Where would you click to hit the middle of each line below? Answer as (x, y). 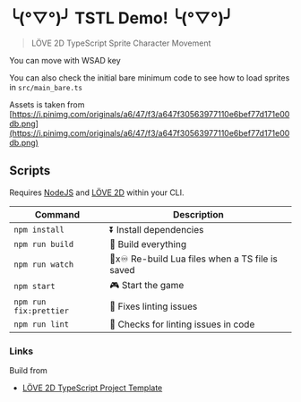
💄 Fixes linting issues (154, 306)
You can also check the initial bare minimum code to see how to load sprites (150, 77)
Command (57, 214)
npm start (34, 287)
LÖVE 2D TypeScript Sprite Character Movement (121, 43)
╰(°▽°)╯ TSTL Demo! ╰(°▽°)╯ (121, 18)
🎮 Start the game (147, 285)
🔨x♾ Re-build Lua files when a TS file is (193, 259)
